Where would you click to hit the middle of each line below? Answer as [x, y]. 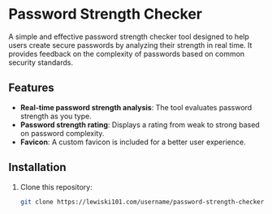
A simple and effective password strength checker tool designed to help [129, 36]
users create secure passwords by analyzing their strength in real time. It [130, 45]
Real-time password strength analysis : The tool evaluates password [136, 107]
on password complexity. [62, 133]
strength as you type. [56, 116]
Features [31, 88]
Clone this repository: [56, 186]
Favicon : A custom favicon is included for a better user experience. [133, 142]
